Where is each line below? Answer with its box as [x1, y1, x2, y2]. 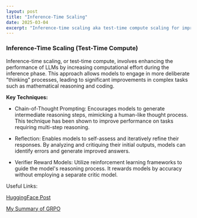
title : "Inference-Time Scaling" [6, 14, 88, 20]
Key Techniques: [6, 94, 48, 101]
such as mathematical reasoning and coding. [6, 82, 114, 89]
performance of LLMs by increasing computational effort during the [6, 64, 169, 71]
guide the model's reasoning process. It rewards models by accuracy [14, 165, 182, 172]
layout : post [6, 8, 38, 15]
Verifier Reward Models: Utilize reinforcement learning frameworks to [14, 158, 182, 165]
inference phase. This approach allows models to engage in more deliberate [6, 70, 190, 77]
